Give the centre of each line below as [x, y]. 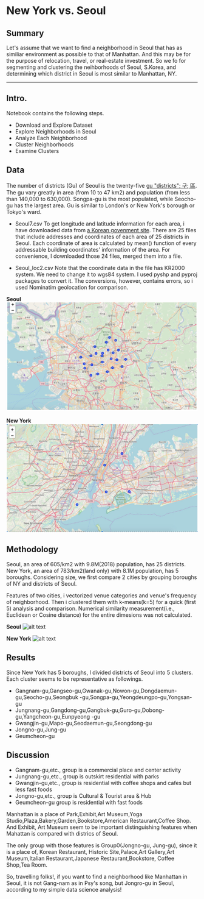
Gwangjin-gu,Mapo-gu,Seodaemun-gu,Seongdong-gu [83, 723]
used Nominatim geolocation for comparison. [72, 287]
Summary [25, 33]
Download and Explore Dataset [54, 125]
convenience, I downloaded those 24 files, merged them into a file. [99, 256]
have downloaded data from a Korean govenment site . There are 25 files [106, 230]
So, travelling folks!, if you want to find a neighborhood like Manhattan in [97, 876]
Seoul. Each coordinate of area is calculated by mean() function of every [106, 243]
